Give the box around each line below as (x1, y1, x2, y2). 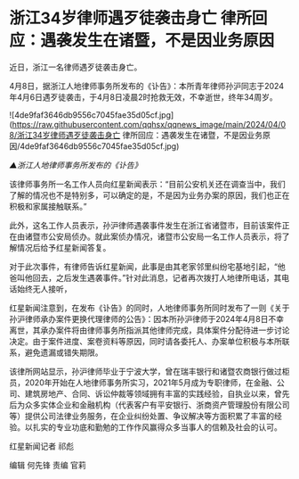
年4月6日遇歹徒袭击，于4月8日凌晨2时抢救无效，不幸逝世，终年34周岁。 (9, 91, 278, 103)
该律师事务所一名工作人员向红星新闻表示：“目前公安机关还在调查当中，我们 (9, 178, 287, 189)
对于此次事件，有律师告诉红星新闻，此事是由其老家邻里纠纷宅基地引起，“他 (9, 260, 287, 272)
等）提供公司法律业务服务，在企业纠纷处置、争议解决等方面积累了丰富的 (9, 410, 274, 421)
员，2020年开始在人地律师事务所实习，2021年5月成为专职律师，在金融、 (9, 376, 278, 388)
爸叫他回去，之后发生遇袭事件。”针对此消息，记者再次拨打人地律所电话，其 (9, 272, 282, 283)
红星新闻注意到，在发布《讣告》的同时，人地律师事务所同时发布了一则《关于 (9, 302, 290, 313)
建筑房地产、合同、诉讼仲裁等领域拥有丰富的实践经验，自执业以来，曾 (24, 388, 282, 399)
